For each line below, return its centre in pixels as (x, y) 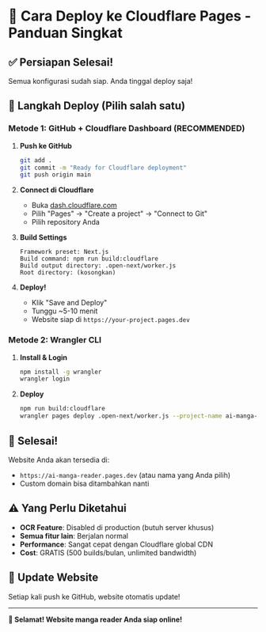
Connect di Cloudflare (57, 190)
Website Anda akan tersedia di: (59, 460)
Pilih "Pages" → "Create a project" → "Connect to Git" (120, 214)
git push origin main (55, 175)
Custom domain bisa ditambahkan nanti (84, 483)
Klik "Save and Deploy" (69, 303)
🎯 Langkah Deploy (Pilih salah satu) (97, 106)
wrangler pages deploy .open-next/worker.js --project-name (121, 416)
